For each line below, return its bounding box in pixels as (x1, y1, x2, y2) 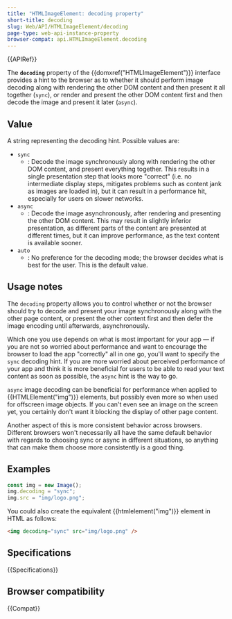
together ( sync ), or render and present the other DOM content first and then (7, 91, 223, 99)
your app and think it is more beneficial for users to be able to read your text (7, 364, 224, 372)
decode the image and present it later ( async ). (7, 98, 138, 106)
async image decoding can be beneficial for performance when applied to (7, 385, 217, 393)
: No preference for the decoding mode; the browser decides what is (27, 253, 224, 261)
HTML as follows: (7, 515, 57, 523)
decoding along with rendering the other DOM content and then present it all (7, 83, 226, 92)
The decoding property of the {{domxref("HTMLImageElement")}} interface (7, 69, 221, 77)
